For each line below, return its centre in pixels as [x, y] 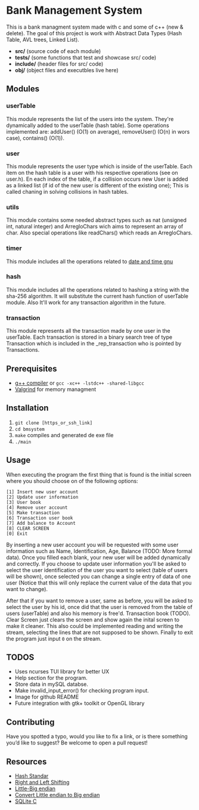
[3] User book [24, 502]
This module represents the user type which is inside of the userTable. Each [99, 166]
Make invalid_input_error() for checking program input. [82, 691]
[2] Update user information [42, 497]
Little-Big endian [35, 789]
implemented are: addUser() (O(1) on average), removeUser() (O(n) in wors [98, 131]
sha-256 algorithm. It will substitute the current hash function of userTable [97, 296]
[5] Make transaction [33, 513]
